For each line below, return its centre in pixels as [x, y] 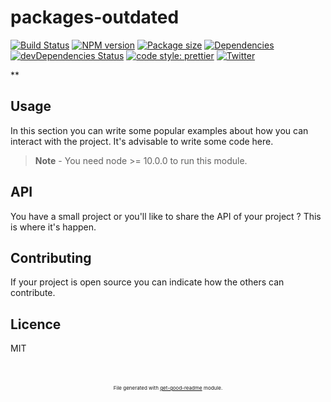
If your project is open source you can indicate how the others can [147, 282]
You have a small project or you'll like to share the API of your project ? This [166, 216]
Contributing [51, 257]
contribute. [33, 293]
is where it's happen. [53, 227]
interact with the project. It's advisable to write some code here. [142, 141]
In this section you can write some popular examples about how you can [159, 130]
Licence [36, 324]
